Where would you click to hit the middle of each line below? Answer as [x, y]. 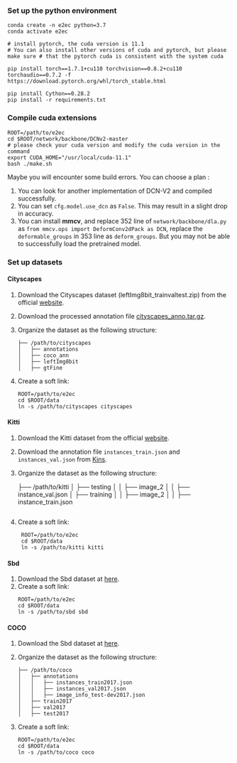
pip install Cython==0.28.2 [49, 94]
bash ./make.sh [30, 164]
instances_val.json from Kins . [62, 459]
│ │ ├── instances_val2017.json [72, 689]
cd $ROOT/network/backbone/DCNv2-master [68, 139]
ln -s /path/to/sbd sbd [53, 612]
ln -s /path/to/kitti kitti [62, 547]
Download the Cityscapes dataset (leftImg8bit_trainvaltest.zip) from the [122, 294]
